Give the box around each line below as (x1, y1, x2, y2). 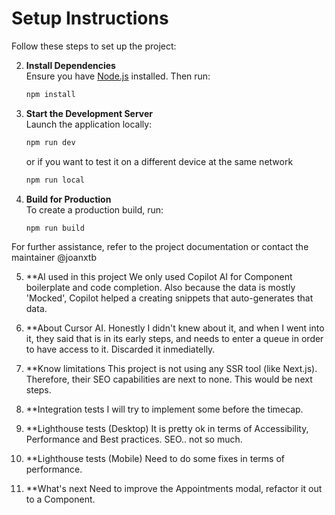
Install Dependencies (25, 59, 116, 71)
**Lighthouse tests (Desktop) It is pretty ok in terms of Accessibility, (25, 423, 309, 435)
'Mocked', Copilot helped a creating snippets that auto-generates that (25, 292, 314, 304)
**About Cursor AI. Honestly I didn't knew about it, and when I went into (25, 322, 325, 334)
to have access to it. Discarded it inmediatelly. (25, 343, 216, 356)
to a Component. (25, 493, 96, 506)
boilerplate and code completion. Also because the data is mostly (25, 282, 296, 294)
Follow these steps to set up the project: (11, 40, 177, 52)
